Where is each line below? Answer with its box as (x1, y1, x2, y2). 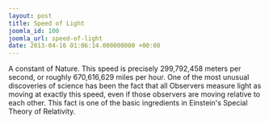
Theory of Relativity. (8, 106, 76, 117)
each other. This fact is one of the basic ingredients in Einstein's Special (8, 98, 248, 108)
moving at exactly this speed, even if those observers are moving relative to (8, 89, 261, 99)
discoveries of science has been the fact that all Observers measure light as (8, 81, 262, 91)
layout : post (8, 11, 53, 20)
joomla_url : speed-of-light (8, 34, 103, 43)
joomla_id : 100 (8, 27, 60, 35)
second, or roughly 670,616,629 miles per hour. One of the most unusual (8, 72, 250, 82)
